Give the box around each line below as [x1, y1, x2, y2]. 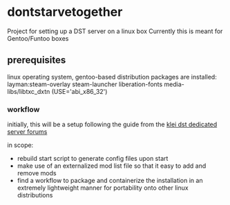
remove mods [17, 169, 57, 177]
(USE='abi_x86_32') [51, 87, 108, 95]
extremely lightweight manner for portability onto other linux [17, 184, 189, 192]
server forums [7, 128, 48, 136]
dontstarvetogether [7, 4, 123, 20]
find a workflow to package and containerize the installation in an [17, 177, 203, 185]
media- [164, 80, 185, 88]
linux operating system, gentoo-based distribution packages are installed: [7, 72, 218, 81]
